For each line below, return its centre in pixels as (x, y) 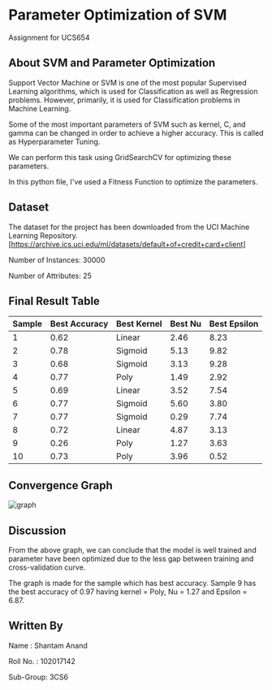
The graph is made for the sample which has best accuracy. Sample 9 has (132, 583)
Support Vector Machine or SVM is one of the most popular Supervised (127, 82)
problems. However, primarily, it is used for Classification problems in (125, 100)
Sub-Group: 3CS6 (39, 677)
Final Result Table (54, 301)
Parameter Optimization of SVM (118, 15)
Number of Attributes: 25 (50, 276)
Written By (36, 626)
